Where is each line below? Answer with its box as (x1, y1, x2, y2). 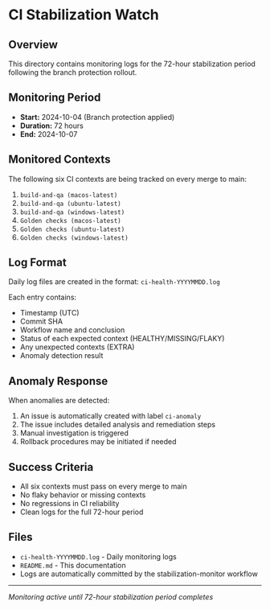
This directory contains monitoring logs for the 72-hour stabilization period (8, 59, 256, 68)
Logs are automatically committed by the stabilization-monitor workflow (19, 569, 259, 579)
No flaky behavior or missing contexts (19, 490, 146, 500)
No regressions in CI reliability (19, 499, 120, 509)
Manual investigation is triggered (19, 428, 129, 438)
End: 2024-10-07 (19, 129, 78, 138)
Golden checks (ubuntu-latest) (19, 225, 125, 233)
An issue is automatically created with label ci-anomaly (19, 411, 202, 421)
